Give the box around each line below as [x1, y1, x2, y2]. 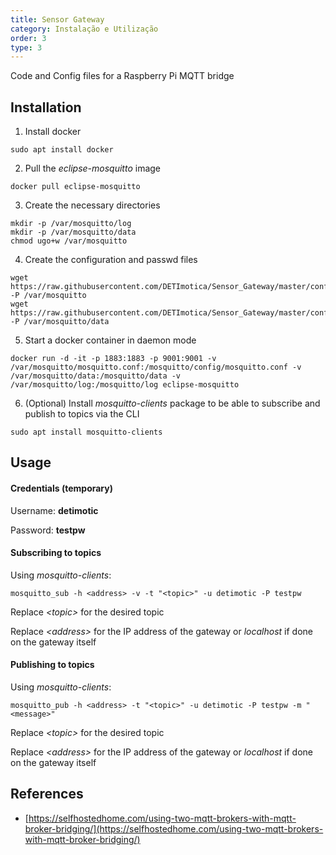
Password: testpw [10, 524, 86, 536]
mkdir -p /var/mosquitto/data [10, 227, 137, 238]
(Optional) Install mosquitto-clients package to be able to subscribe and [24, 397, 321, 410]
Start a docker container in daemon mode [24, 334, 197, 346]
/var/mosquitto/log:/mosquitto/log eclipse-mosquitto [10, 380, 240, 390]
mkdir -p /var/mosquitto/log [10, 219, 132, 229]
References [10, 786, 84, 803]
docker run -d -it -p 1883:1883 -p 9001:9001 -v [10, 354, 217, 364]
